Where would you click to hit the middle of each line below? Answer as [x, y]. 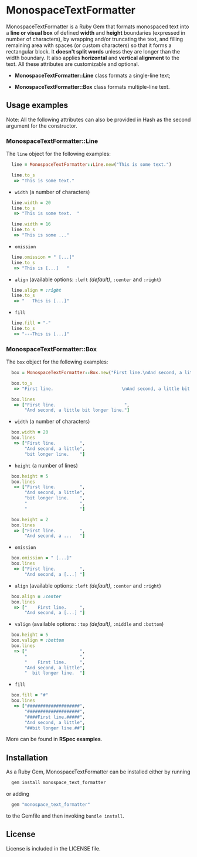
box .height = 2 [30, 519]
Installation [27, 757]
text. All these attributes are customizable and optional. [73, 64]
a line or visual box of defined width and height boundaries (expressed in [96, 32]
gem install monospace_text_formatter [59, 783]
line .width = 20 [31, 203]
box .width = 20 [30, 432]
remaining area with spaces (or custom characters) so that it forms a [89, 45]
